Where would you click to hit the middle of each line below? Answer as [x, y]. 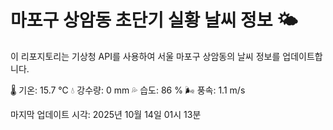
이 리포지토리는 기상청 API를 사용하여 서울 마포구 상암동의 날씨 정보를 [145, 56]
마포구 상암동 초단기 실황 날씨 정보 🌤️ [154, 20]
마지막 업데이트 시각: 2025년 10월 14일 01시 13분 [106, 114]
